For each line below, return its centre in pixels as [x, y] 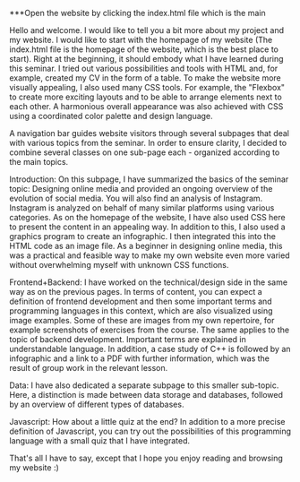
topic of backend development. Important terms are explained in [128, 339]
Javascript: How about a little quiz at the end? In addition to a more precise [147, 422]
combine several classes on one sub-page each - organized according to [145, 152]
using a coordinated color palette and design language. [111, 116]
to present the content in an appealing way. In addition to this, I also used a [147, 227]
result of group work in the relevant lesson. [89, 368]
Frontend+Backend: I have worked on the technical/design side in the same [149, 282]
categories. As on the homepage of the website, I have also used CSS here [147, 217]
